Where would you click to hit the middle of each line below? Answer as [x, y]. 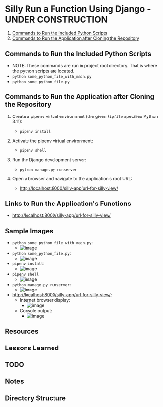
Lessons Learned [32, 348]
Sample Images [29, 231]
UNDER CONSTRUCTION [56, 19]
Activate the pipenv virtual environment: [53, 141]
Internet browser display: [45, 300]
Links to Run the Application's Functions [68, 203]
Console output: [36, 311]
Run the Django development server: [49, 160]
